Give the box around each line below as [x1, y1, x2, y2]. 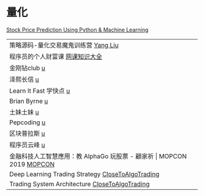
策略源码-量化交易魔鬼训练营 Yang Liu [9, 41, 119, 49]
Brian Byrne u [9, 97, 49, 105]
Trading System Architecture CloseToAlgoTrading [9, 180, 150, 188]
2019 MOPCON [9, 159, 55, 168]
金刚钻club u [9, 63, 46, 72]
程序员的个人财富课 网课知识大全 [9, 52, 103, 61]
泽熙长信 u [9, 75, 39, 83]
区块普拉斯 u [9, 129, 46, 138]
